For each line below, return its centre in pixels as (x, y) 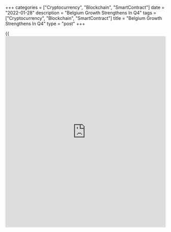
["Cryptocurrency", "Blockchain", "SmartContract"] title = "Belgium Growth (84, 18)
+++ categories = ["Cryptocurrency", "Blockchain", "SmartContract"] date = (85, 7)
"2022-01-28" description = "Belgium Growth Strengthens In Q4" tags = (81, 13)
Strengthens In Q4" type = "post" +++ (45, 23)
